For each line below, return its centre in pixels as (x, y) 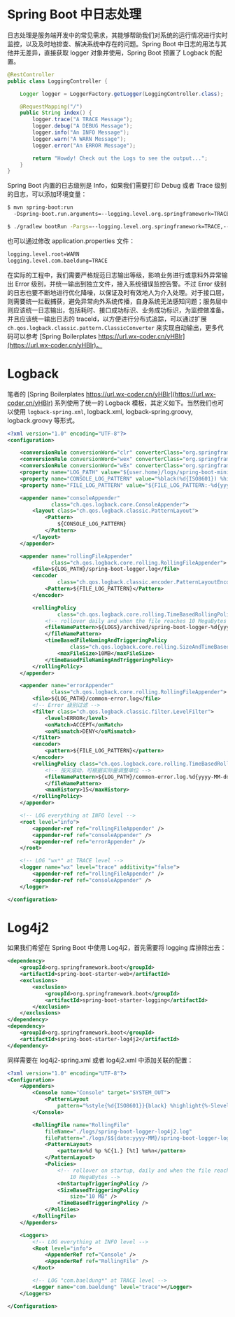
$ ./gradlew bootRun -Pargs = (50, 227)
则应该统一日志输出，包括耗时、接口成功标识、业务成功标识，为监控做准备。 (117, 310)
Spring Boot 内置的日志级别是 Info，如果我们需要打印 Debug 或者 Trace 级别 (117, 186)
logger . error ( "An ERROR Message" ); (84, 145)
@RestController (31, 74)
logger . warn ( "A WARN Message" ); (80, 139)
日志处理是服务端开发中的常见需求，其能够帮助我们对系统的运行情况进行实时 (117, 35)
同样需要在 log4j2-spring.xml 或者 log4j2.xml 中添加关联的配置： (100, 1060)
